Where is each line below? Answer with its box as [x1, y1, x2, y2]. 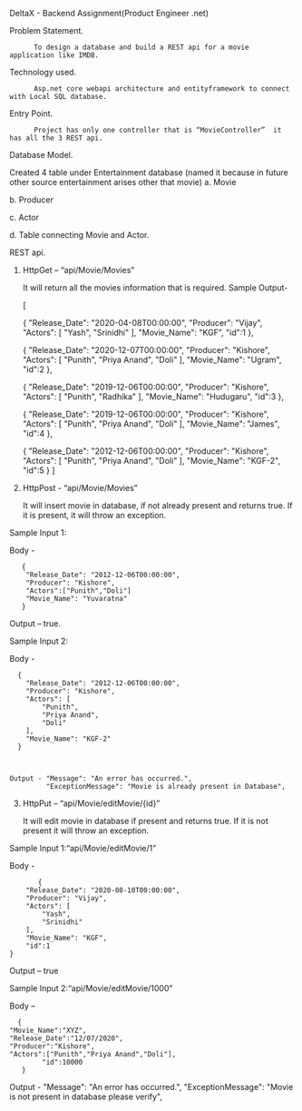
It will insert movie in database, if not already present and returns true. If [22, 500, 293, 511]
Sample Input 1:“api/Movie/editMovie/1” [9, 843, 157, 853]
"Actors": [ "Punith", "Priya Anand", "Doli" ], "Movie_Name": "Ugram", [22, 354, 282, 365]
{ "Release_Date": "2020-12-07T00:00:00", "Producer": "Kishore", [22, 345, 270, 355]
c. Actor [9, 212, 39, 222]
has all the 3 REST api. [9, 133, 103, 143]
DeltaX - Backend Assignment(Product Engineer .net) [9, 8, 209, 18]
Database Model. [9, 150, 73, 160]
